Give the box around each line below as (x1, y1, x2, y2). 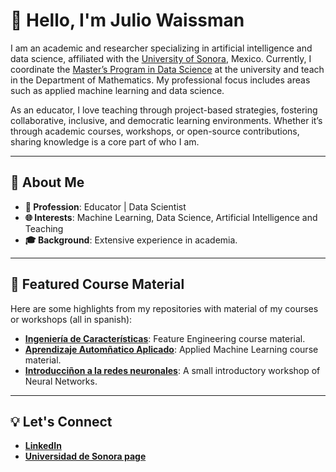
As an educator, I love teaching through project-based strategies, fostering (10, 104, 318, 116)
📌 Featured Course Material (10, 276, 185, 293)
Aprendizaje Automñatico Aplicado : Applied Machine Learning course (24, 343, 319, 355)
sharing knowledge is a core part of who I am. (10, 135, 200, 148)
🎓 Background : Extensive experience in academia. (24, 234, 238, 246)
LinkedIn (24, 440, 62, 452)
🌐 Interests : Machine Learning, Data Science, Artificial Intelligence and (24, 211, 318, 223)
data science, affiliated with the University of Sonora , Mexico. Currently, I (10, 52, 312, 64)
